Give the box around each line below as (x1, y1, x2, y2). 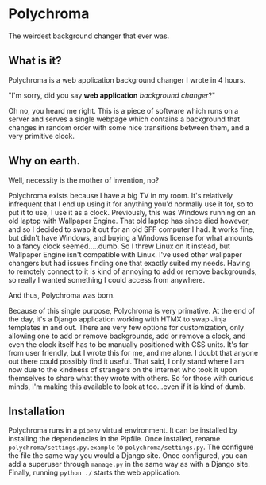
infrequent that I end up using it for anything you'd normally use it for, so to (8, 199, 254, 209)
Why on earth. (8, 154, 81, 167)
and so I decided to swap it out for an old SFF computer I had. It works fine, (8, 224, 256, 234)
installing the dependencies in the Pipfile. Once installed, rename (8, 434, 221, 444)
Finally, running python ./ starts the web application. (8, 468, 181, 477)
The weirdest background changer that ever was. (8, 31, 170, 40)
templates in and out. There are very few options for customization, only (8, 322, 245, 332)
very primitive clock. (8, 131, 75, 140)
